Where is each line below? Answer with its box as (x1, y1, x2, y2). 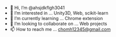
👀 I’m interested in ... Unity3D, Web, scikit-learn (10, 10, 108, 16)
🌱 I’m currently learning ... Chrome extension (10, 15, 103, 21)
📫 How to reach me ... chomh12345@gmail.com (10, 26, 111, 32)
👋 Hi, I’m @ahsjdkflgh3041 (10, 5, 65, 10)
